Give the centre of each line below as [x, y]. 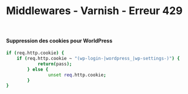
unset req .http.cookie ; [77, 75]
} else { [38, 69]
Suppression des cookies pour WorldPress [59, 41]
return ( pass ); [55, 64]
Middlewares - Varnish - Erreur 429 [95, 11]
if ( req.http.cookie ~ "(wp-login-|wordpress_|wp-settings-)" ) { [98, 59]
